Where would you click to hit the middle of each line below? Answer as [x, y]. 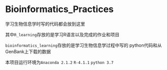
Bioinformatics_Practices [59, 9]
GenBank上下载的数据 [28, 51]
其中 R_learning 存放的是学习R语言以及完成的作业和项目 [62, 34]
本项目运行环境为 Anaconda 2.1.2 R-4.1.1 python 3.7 [59, 62]
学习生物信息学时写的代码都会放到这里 [45, 24]
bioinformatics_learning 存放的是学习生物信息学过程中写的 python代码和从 [83, 45]
